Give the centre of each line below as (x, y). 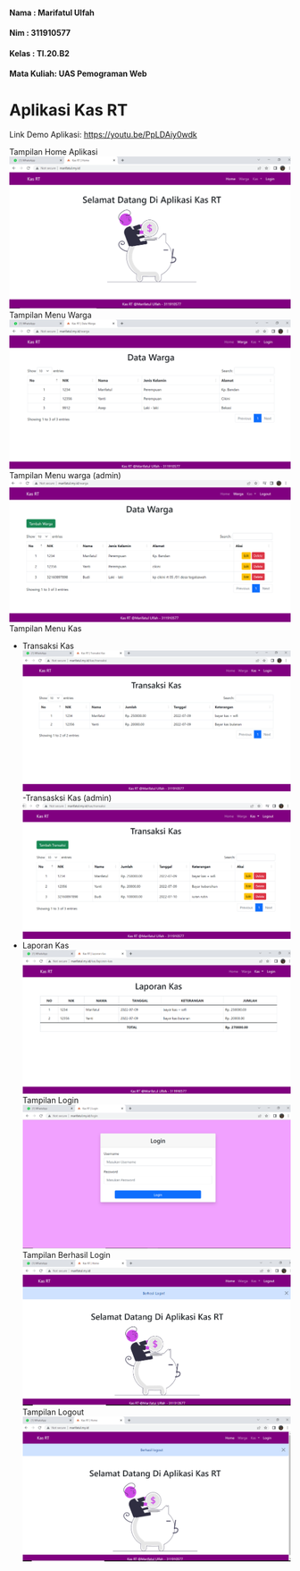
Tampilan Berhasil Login (66, 1255)
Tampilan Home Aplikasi (54, 152)
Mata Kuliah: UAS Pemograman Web (78, 74)
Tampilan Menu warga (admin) (66, 476)
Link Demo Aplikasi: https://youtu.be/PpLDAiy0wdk (104, 135)
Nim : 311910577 (40, 33)
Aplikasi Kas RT (68, 110)
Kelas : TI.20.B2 (39, 53)
